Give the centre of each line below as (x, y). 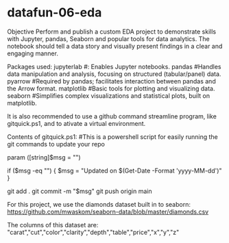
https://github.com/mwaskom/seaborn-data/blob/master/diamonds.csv (108, 212)
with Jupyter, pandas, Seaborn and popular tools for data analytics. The (109, 38)
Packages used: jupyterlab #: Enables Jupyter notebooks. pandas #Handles (114, 66)
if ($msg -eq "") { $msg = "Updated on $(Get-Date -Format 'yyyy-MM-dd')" (114, 170)
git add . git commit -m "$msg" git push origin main (80, 191)
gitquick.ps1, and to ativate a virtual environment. (76, 123)
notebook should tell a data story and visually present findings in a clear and (115, 46)
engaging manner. (33, 53)
